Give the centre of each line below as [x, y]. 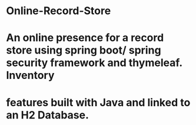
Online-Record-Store [59, 11]
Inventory [30, 75]
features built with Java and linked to [98, 102]
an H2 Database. [48, 115]
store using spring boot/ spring [84, 50]
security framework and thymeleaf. [94, 63]
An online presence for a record [85, 38]
